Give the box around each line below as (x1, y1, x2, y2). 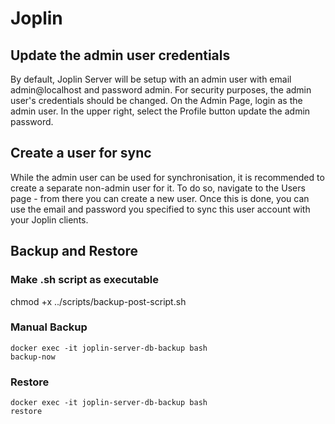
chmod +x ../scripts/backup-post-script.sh (10, 295, 187, 307)
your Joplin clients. (10, 213, 89, 226)
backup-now (10, 352, 56, 362)
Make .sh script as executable (10, 273, 160, 287)
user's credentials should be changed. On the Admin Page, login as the (10, 95, 303, 106)
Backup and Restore (10, 243, 139, 260)
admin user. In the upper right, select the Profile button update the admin (10, 105, 311, 117)
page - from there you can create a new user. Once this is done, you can (10, 192, 310, 204)
